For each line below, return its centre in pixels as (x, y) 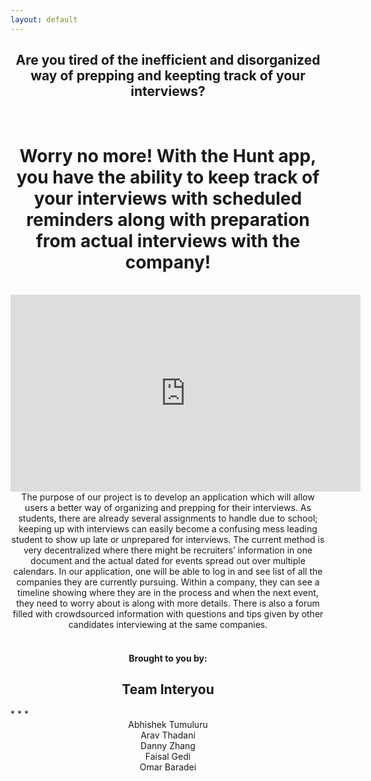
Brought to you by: (168, 658)
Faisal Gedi (168, 756)
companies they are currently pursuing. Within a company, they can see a (168, 582)
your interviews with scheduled (168, 198)
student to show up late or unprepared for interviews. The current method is (168, 540)
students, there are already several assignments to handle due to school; (168, 518)
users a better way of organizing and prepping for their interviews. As (168, 508)
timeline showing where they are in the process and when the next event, (168, 593)
